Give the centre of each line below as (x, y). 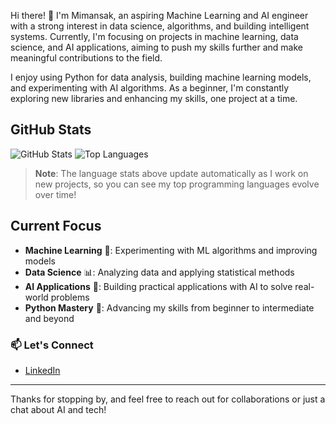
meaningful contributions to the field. (86, 58)
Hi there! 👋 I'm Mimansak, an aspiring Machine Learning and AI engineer (159, 15)
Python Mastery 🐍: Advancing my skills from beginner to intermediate (169, 307)
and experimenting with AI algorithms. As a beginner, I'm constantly (150, 88)
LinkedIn (42, 370)
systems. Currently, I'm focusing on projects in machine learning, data (154, 36)
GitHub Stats (51, 130)
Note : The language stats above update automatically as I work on (171, 173)
